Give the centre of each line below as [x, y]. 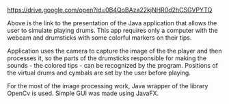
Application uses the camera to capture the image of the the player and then [114, 51]
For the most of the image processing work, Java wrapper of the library [108, 86]
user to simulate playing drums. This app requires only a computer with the [113, 30]
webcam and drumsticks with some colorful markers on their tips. [99, 38]
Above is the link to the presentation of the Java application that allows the [112, 23]
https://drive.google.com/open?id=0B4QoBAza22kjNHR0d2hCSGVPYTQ [110, 10]
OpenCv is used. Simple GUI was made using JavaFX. [83, 93]
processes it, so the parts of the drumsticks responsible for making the [107, 58]
